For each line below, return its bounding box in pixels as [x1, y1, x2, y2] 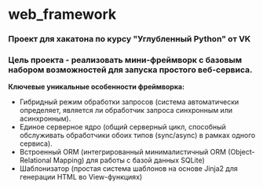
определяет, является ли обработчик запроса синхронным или [19, 106, 233, 115]
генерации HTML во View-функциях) [19, 173, 143, 182]
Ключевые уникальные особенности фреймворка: [8, 82, 185, 92]
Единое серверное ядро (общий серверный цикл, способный [19, 122, 226, 132]
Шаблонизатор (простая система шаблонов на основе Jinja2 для [19, 164, 238, 173]
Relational [19, 155, 52, 165]
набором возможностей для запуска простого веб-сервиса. [8, 64, 253, 75]
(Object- [227, 147, 255, 157]
